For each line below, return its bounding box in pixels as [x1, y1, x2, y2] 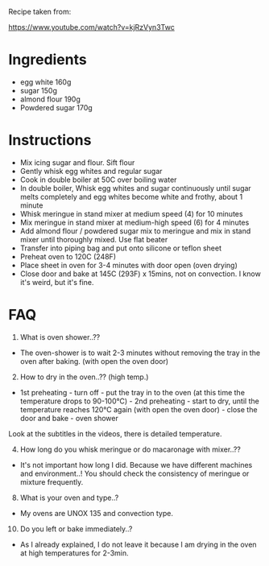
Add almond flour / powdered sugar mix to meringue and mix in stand [19, 225, 251, 236]
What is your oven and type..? [19, 493, 119, 502]
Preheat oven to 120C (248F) [19, 251, 117, 261]
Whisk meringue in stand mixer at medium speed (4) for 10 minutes [19, 209, 243, 218]
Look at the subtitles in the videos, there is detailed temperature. [8, 428, 223, 438]
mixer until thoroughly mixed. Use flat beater [19, 234, 168, 244]
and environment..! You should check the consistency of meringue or [19, 469, 250, 478]
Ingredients [8, 51, 87, 69]
